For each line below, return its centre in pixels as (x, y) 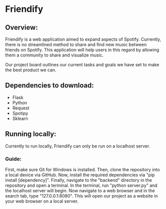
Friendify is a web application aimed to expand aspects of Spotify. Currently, (83, 39)
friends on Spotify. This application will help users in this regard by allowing (82, 50)
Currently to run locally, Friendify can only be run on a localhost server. (78, 146)
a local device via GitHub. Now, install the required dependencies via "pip (80, 175)
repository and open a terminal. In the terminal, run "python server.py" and (81, 185)
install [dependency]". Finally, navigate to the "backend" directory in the (79, 180)
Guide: (13, 158)
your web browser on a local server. (42, 201)
